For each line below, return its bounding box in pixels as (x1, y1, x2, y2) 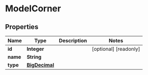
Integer (26, 45, 45, 52)
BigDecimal (26, 62, 54, 68)
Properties (5, 23, 39, 31)
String (26, 54, 42, 60)
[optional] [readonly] (92, 45, 140, 52)
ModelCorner (5, 3, 61, 14)
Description (58, 37, 88, 44)
